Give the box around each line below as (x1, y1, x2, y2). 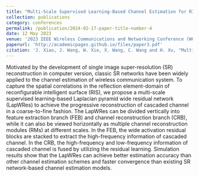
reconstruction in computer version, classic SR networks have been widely (6, 69, 188, 77)
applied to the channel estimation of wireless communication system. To (6, 76, 182, 83)
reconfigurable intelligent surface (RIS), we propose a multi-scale (6, 88, 166, 95)
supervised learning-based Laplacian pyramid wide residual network (6, 95, 174, 102)
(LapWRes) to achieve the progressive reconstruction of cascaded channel (6, 101, 189, 108)
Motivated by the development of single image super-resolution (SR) (6, 63, 174, 71)
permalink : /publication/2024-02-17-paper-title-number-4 (6, 25, 152, 31)
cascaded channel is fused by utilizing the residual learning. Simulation (6, 145, 179, 152)
